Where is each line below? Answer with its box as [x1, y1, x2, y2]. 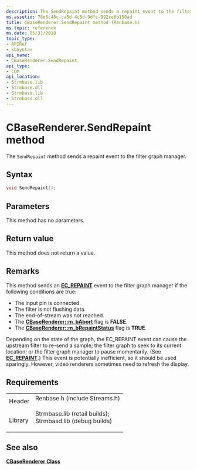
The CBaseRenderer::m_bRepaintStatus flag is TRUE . [14, 324, 147, 331]
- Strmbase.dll [6, 85, 43, 91]
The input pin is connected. [14, 299, 81, 306]
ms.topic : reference [6, 25, 57, 31]
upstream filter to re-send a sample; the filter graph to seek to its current [6, 342, 182, 349]
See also [6, 442, 38, 452]
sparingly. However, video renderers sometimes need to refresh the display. [6, 361, 189, 368]
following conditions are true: [6, 288, 77, 295]
